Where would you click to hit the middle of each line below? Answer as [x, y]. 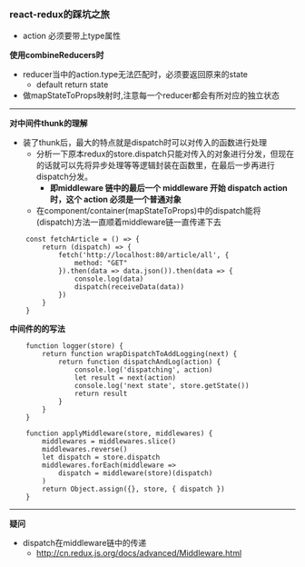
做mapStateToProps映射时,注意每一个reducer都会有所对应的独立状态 [151, 95]
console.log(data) [109, 279]
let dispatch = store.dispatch [101, 458]
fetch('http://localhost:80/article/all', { [143, 255]
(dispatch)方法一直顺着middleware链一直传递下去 [129, 222]
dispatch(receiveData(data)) [129, 287]
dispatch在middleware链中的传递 [84, 543]
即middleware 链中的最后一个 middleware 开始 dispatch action [168, 188]
